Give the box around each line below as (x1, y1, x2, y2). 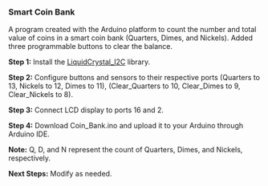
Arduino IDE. (8, 129, 50, 139)
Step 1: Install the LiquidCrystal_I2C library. (8, 57, 151, 67)
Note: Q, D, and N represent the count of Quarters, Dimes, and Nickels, (8, 145, 243, 155)
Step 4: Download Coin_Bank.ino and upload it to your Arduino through (8, 121, 244, 131)
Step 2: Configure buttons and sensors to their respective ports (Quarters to (8, 73, 261, 83)
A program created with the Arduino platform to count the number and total (8, 25, 257, 34)
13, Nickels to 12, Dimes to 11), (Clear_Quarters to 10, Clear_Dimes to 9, (8, 81, 241, 91)
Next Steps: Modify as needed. (8, 169, 112, 179)
